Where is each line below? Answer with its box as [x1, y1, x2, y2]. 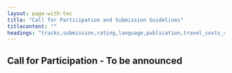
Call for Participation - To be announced [7, 54, 183, 66]
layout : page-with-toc [7, 10, 72, 17]
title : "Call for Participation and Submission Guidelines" [7, 17, 184, 23]
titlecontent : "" [7, 23, 57, 30]
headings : [7, 29, 36, 36]
